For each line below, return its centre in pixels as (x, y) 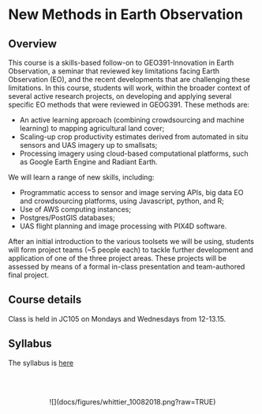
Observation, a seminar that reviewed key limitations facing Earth (114, 71)
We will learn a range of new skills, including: (81, 177)
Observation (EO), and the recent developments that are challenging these (129, 79)
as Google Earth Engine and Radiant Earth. (88, 162)
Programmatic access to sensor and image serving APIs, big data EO (131, 192)
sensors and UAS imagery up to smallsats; (88, 145)
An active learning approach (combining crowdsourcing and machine (132, 120)
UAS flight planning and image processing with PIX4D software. (123, 226)
